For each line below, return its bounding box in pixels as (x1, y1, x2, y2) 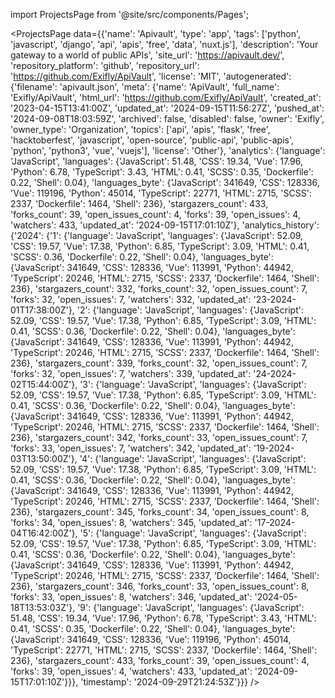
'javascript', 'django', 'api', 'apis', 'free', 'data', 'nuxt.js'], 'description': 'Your (10, 39, 319, 50)
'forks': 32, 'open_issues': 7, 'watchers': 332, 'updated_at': (10, 294, 252, 305)
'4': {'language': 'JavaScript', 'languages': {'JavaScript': (79, 453, 307, 464)
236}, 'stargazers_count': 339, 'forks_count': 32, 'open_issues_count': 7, (10, 357, 308, 369)
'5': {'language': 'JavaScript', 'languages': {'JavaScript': (79, 527, 307, 539)
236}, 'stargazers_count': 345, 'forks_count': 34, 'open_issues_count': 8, (10, 506, 310, 518)
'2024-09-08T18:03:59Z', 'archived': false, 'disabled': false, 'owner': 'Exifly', (10, 113, 325, 124)
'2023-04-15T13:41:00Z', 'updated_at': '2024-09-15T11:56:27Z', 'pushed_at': (10, 102, 325, 114)
